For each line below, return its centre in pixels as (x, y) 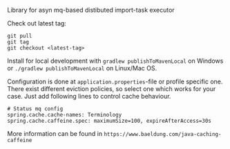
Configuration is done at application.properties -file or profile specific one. (115, 81)
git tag (18, 42)
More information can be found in (55, 133)
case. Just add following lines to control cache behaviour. (89, 96)
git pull (20, 36)
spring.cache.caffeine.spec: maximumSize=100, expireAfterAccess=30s (109, 121)
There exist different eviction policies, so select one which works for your (112, 89)
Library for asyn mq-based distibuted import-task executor (91, 10)
